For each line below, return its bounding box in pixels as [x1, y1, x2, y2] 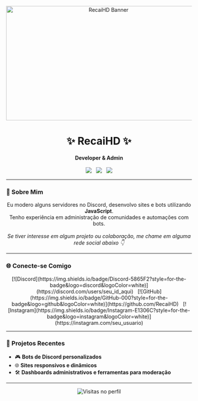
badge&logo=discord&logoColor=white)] [49, 281, 148, 289]
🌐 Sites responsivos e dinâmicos [14, 361, 97, 369]
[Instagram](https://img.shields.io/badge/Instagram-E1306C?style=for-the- [8, 307, 190, 314]
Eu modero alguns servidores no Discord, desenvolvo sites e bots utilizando [6, 201, 192, 208]
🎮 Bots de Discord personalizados [14, 353, 102, 360]
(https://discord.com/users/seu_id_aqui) [36, 288, 134, 295]
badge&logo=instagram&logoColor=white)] [47, 313, 151, 320]
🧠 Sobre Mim [6, 188, 44, 196]
